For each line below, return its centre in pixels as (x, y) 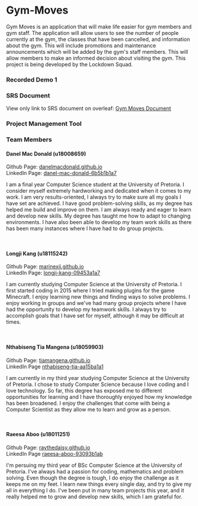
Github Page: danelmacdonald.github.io (54, 167)
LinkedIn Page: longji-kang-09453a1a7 (53, 273)
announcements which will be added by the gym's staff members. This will (97, 51)
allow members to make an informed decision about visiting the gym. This (96, 58)
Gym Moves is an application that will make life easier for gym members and (99, 27)
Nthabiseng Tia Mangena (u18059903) (55, 347)
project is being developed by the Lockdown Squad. (69, 64)
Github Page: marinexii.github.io (45, 267)
